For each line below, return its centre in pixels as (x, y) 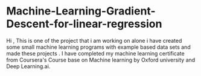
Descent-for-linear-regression (84, 24)
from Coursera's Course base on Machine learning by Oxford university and (101, 60)
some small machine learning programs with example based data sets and (99, 47)
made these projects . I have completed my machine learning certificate (96, 53)
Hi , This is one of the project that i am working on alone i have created (94, 40)
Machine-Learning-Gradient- (81, 11)
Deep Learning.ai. (28, 66)
